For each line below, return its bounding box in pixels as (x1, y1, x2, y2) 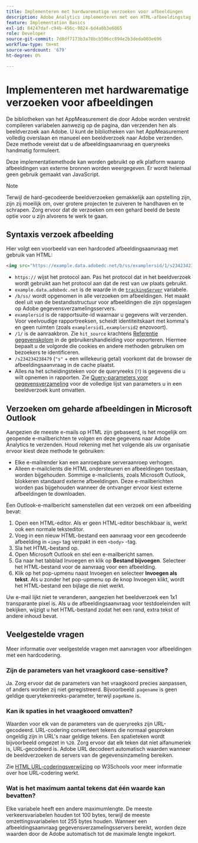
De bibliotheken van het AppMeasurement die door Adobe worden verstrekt (6, 115, 190, 122)
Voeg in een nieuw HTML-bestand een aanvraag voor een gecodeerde (14, 532, 187, 539)
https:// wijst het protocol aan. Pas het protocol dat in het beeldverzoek (14, 274, 192, 281)
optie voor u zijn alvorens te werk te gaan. (6, 212, 108, 219)
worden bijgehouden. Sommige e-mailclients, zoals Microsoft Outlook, (14, 471, 186, 479)
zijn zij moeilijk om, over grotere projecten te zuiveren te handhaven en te (6, 200, 184, 207)
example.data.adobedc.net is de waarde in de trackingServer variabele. (14, 286, 188, 293)
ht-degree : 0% (6, 53, 41, 58)
